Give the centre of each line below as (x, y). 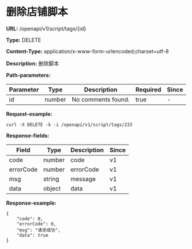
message (83, 179)
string (51, 179)
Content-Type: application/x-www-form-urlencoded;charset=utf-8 (87, 51)
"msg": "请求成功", (38, 230)
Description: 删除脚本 (33, 63)
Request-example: (29, 114)
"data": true (33, 235)
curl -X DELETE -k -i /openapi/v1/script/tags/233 (69, 125)
